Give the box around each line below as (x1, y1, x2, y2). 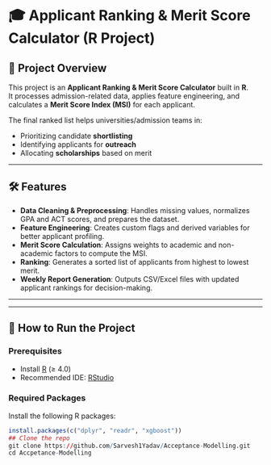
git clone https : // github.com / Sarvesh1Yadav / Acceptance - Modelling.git (8, 442, 251, 450)
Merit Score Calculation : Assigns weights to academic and (19, 240, 217, 249)
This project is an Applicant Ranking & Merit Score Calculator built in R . (8, 82, 248, 92)
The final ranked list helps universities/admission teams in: (8, 115, 203, 125)
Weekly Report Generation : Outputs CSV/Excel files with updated (19, 274, 240, 283)
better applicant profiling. (19, 231, 105, 241)
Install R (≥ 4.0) (19, 364, 71, 374)
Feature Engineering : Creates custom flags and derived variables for (19, 223, 250, 232)
